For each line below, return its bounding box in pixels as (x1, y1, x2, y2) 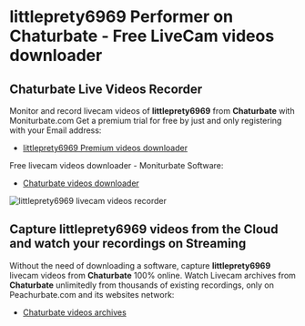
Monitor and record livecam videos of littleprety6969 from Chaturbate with (9, 106, 295, 116)
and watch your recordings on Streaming (9, 236, 247, 251)
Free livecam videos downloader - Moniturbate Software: (9, 160, 224, 170)
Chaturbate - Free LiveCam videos (9, 25, 275, 46)
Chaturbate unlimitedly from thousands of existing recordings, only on (9, 280, 275, 290)
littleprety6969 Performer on (9, 6, 234, 27)
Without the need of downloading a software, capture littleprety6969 (9, 260, 271, 270)
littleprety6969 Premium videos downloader (22, 143, 188, 153)
